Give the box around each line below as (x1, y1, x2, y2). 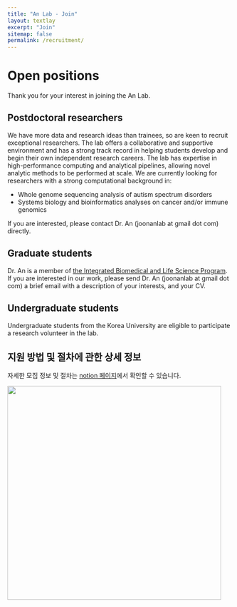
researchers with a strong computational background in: (7, 176, 172, 185)
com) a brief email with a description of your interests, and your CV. (7, 281, 206, 290)
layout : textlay (7, 17, 56, 24)
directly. (7, 226, 31, 235)
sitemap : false (7, 30, 53, 38)
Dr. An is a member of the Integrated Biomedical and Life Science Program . (7, 266, 228, 275)
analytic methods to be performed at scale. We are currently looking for (7, 168, 218, 177)
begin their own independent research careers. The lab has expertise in (7, 153, 217, 162)
